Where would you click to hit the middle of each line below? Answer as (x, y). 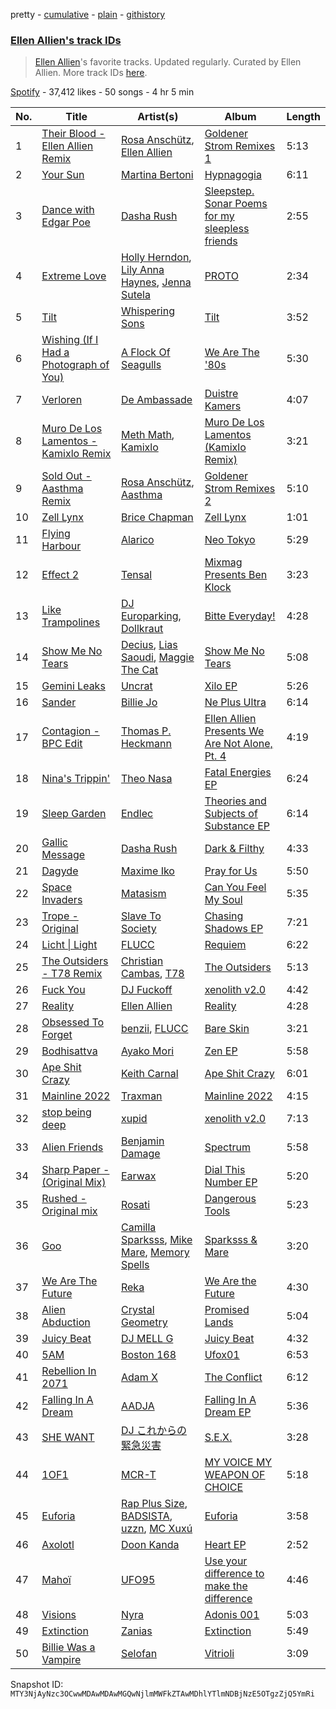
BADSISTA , (146, 1516)
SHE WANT (68, 1437)
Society (138, 929)
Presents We (234, 731)
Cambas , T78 (152, 974)
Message (63, 855)
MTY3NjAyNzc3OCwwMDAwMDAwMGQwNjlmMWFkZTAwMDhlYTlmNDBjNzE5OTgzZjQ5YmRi (162, 1694)
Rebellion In (69, 1371)
